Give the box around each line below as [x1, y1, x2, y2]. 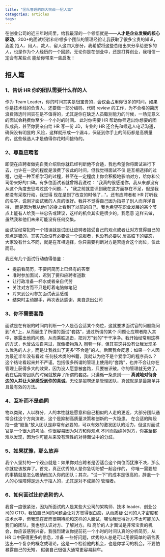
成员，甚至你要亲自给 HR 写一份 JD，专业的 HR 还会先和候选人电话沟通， [9, 123, 158, 129]
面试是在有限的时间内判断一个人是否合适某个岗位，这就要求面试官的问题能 [5, 322, 156, 328]
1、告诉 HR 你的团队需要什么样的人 [5, 86, 87, 93]
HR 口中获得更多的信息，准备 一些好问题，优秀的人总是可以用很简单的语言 [5, 534, 156, 540]
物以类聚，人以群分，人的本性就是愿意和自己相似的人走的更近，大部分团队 [5, 409, 156, 415]
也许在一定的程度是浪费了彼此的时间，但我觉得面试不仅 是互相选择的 [13, 167, 153, 173]
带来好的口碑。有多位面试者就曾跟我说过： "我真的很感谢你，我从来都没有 [9, 180, 159, 186]
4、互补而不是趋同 [5, 397, 49, 404]
